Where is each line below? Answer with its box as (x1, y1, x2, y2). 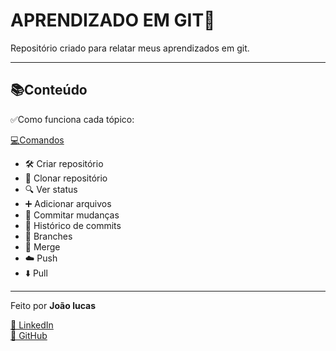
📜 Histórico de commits (24, 219, 122, 231)
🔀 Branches (24, 230, 73, 242)
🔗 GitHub (10, 329, 48, 341)
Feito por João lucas (10, 299, 97, 311)
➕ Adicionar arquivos (24, 197, 112, 209)
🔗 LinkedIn (10, 319, 54, 331)
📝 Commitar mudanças (24, 209, 120, 221)
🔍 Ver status (24, 183, 78, 195)
